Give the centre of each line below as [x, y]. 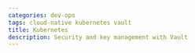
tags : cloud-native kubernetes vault [70, 23]
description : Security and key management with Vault [98, 37]
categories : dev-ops [42, 15]
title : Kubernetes [38, 30]
